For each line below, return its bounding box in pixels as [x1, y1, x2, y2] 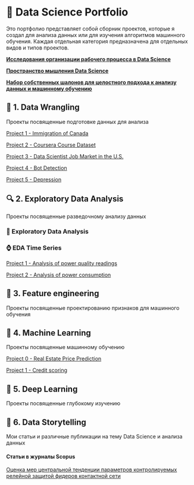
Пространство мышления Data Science [6, 67, 109, 74]
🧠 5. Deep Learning [6, 384, 78, 394]
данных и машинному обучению [6, 85, 92, 92]
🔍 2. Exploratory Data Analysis [6, 194, 124, 204]
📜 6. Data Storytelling [6, 417, 86, 427]
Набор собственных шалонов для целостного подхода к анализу [6, 79, 177, 86]
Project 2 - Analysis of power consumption [6, 271, 111, 278]
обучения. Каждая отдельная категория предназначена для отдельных [6, 38, 189, 45]
